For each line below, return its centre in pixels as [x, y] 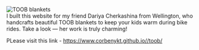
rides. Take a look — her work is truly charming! [67, 29]
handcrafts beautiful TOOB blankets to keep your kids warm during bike [97, 22]
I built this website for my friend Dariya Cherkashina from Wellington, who [100, 16]
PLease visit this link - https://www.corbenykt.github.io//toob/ [84, 41]
